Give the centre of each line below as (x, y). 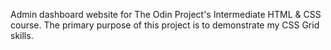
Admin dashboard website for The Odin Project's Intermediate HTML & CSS (166, 14)
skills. (22, 35)
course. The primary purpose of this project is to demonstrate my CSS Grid (165, 25)
